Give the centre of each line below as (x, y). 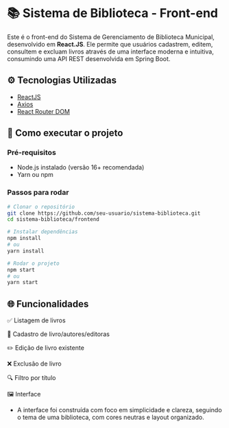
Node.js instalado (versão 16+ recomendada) (81, 167)
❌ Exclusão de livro (34, 364)
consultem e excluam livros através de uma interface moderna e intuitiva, (110, 51)
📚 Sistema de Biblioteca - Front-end (112, 13)
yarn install (26, 251)
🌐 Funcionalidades (48, 304)
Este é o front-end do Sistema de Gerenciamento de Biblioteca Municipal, (111, 37)
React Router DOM (44, 111)
